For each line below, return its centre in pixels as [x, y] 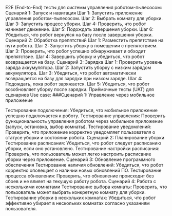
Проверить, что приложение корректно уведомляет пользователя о [80, 132]
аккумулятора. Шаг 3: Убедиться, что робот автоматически [71, 73]
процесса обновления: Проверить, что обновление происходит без [80, 176]
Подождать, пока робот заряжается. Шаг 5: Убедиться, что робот [78, 84]
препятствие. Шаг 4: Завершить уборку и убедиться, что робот [75, 57]
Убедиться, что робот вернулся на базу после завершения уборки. [79, 35]
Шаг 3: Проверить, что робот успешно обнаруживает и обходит [75, 51]
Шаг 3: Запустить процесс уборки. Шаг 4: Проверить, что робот [76, 24]
